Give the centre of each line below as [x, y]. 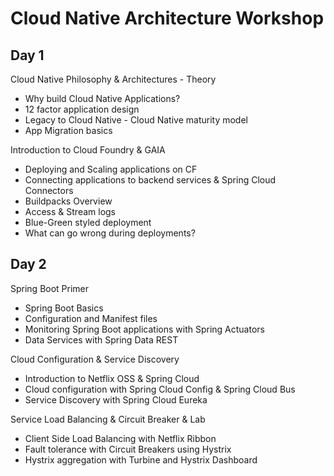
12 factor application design [82, 109]
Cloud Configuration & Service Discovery [95, 359]
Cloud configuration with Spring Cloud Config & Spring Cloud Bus [160, 389]
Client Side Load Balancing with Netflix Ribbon [120, 438]
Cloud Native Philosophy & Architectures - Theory [113, 79]
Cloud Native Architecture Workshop [167, 18]
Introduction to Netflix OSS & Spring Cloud [112, 378]
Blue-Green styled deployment [88, 222]
